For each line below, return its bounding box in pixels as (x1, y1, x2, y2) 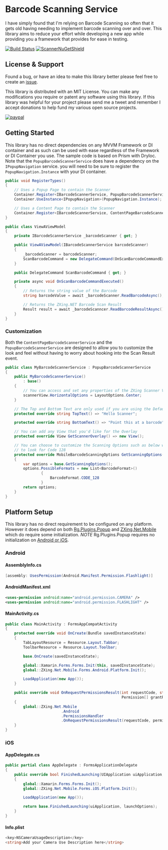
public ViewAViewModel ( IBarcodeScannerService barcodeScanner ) (14, 243, 149, 248)
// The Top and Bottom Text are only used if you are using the (14, 406, 151, 411)
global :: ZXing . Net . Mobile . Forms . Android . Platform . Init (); (23, 667, 146, 672)
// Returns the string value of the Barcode (23, 289, 117, 294)
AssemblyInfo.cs (5, 562, 41, 568)
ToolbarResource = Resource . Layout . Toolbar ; (23, 644, 117, 650)
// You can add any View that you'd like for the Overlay (14, 429, 137, 434)
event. (5, 355, 18, 361)
